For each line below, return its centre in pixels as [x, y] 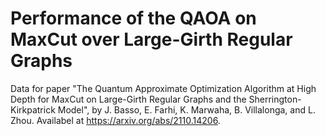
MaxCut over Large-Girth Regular [151, 39]
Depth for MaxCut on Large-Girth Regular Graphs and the [128, 99]
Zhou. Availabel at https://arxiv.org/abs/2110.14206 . [115, 120]
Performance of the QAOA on [133, 18]
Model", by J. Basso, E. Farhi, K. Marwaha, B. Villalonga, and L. [186, 109]
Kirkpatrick [33, 109]
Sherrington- [275, 99]
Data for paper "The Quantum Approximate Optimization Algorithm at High [163, 88]
